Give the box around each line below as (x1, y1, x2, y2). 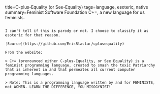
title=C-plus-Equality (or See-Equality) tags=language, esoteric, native (5, 4, 149, 10)
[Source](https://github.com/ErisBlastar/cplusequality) (5, 41, 125, 46)
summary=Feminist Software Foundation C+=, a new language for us (5, 9, 145, 15)
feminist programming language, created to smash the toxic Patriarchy (5, 63, 155, 68)
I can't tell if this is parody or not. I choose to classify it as (5, 29, 149, 33)
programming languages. (5, 71, 54, 76)
